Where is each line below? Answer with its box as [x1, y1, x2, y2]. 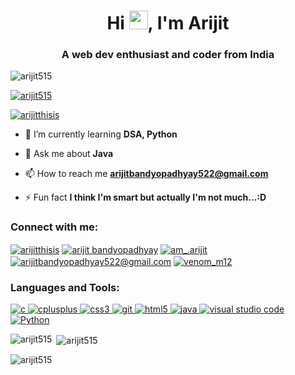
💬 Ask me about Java [24, 148, 114, 160]
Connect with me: [10, 220, 99, 234]
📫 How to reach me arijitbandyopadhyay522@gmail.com [24, 168, 269, 180]
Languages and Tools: [10, 281, 120, 295]
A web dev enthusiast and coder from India [61, 48, 275, 62]
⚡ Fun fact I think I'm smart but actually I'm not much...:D [24, 191, 267, 204]
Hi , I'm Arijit [106, 12, 230, 35]
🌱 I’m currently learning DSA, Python [24, 128, 178, 140]
